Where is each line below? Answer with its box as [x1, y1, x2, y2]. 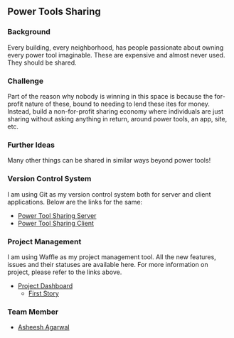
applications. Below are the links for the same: [7, 197, 143, 206]
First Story [28, 289, 59, 298]
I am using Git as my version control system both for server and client [7, 190, 211, 198]
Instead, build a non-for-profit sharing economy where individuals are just [7, 107, 224, 116]
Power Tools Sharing [7, 6, 101, 18]
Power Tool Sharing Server [17, 211, 97, 219]
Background [7, 27, 51, 37]
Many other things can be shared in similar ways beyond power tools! [7, 156, 211, 165]
